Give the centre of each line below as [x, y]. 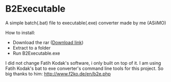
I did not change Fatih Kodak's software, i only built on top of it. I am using [83, 63]
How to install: [20, 32]
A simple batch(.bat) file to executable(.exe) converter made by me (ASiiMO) [86, 23]
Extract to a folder [32, 48]
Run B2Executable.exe [36, 53]
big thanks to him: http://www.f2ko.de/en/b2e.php [58, 73]
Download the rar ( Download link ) [48, 42]
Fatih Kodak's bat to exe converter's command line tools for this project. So [84, 68]
